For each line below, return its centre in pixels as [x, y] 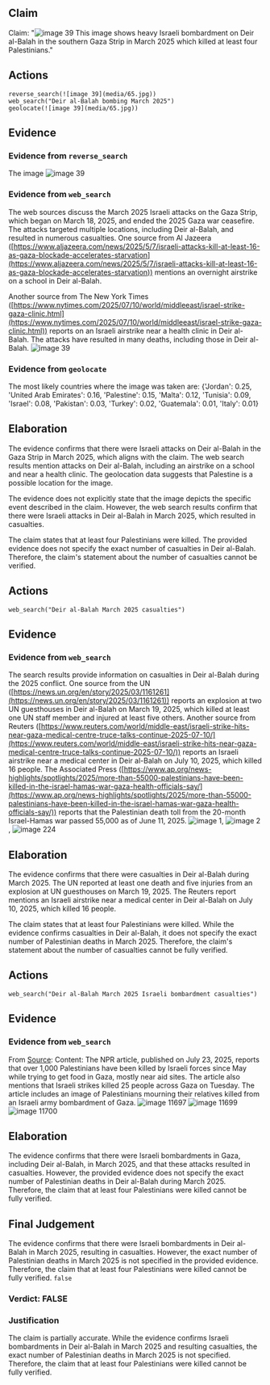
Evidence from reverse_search [68, 155]
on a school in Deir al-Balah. [55, 280]
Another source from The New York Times [79, 296]
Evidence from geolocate [58, 368]
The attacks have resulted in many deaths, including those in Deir [139, 339]
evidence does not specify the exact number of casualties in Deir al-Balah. [132, 548]
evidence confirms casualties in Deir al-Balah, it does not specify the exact [133, 933]
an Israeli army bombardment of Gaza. [72, 1102]
